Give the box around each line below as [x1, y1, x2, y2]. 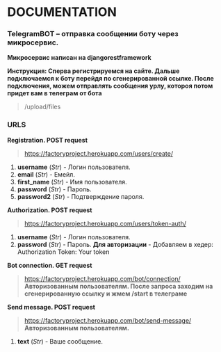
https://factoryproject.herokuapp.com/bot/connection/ [24, 274, 181, 282]
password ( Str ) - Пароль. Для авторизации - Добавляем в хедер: [17, 240, 214, 248]
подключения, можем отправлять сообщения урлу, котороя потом [7, 81, 213, 90]
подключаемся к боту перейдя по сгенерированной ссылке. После [7, 74, 214, 83]
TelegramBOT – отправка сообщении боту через [7, 29, 179, 39]
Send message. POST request [7, 303, 96, 311]
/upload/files [24, 102, 61, 111]
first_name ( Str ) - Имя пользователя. [17, 177, 127, 186]
